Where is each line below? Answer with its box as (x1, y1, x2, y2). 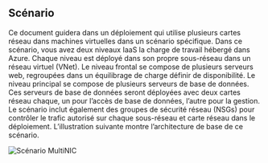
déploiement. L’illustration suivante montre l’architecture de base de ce (8, 121, 244, 131)
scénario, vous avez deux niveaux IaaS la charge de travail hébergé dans (8, 44, 251, 55)
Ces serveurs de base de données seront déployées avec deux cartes (8, 88, 241, 97)
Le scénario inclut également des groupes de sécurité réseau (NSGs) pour (8, 104, 255, 114)
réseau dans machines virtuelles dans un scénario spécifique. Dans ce (8, 36, 243, 46)
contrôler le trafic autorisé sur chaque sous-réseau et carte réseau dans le (8, 112, 256, 123)
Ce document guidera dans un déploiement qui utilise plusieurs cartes (8, 27, 241, 37)
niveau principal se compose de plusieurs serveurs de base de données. (8, 79, 249, 88)
